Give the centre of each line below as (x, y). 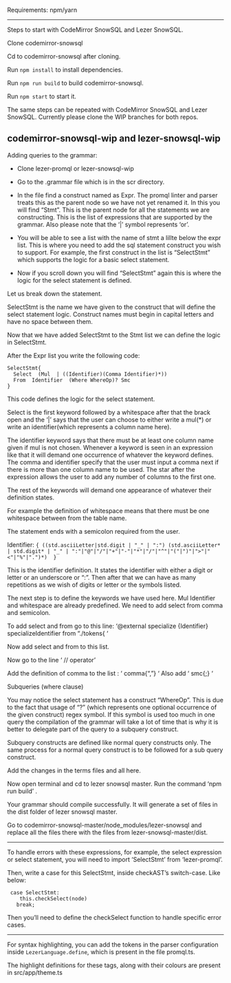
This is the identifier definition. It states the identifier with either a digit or (110, 570)
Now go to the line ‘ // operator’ (52, 660)
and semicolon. (29, 612)
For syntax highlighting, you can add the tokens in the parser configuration (113, 944)
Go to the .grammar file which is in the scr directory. (91, 182)
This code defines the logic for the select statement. (81, 399)
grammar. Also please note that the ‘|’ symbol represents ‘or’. (103, 224)
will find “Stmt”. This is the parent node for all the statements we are (113, 210)
